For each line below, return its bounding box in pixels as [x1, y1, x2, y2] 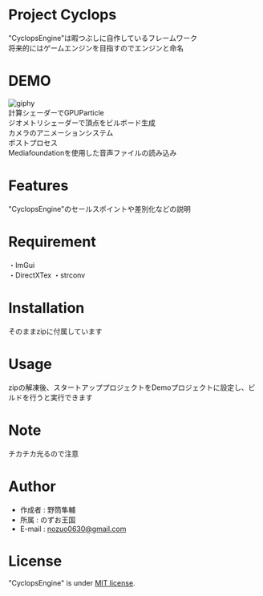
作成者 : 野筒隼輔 [19, 505, 76, 514]
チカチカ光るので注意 [8, 448, 79, 458]
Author [8, 477, 56, 495]
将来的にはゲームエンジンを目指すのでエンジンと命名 [8, 43, 184, 53]
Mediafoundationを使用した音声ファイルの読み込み [8, 148, 177, 157]
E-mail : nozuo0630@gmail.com [19, 524, 127, 533]
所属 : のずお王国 [19, 515, 76, 525]
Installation [8, 298, 85, 317]
